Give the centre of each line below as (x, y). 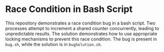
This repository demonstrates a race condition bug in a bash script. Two (80, 23)
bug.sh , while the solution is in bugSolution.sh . (54, 44)
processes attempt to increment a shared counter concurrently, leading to (82, 28)
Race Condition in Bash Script (69, 9)
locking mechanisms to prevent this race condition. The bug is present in (81, 39)
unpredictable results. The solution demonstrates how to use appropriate (81, 33)
